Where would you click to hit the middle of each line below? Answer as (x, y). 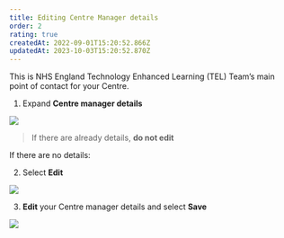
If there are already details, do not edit (102, 138)
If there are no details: (50, 155)
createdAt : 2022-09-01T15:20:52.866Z (80, 43)
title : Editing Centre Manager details (84, 18)
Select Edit (43, 172)
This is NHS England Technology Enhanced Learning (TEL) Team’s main (142, 76)
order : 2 (26, 26)
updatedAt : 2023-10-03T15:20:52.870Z (80, 51)
